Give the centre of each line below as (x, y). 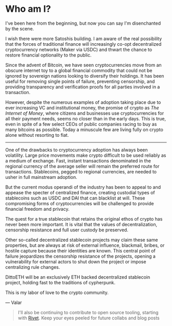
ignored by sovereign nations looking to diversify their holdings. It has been (85, 76)
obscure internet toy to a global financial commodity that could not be (79, 70)
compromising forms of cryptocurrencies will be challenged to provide (80, 203)
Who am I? (28, 9)
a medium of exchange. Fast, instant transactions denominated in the (78, 160)
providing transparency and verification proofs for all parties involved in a (83, 87)
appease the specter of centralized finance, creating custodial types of (80, 192)
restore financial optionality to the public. (48, 55)
